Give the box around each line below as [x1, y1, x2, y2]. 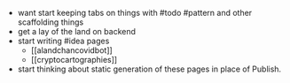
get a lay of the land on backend [17, 26, 136, 36]
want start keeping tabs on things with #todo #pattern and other [17, 8, 253, 18]
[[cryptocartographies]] [30, 55, 118, 64]
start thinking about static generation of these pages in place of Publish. [17, 64, 282, 74]
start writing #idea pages [17, 35, 110, 46]
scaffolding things [17, 17, 84, 27]
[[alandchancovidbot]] [30, 45, 113, 56]
